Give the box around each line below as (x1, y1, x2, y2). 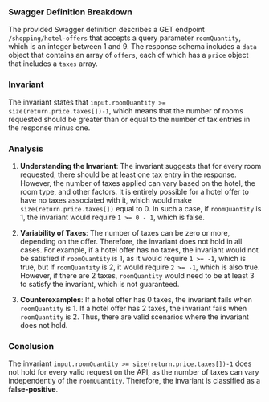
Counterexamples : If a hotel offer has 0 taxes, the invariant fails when (19, 294, 253, 304)
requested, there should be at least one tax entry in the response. (19, 170, 237, 179)
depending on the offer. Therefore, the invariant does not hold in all (19, 236, 243, 246)
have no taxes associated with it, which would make (19, 195, 193, 205)
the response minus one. (8, 123, 91, 133)
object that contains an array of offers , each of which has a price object (8, 51, 249, 60)
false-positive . (8, 384, 59, 394)
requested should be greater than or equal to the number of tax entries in (8, 114, 251, 124)
